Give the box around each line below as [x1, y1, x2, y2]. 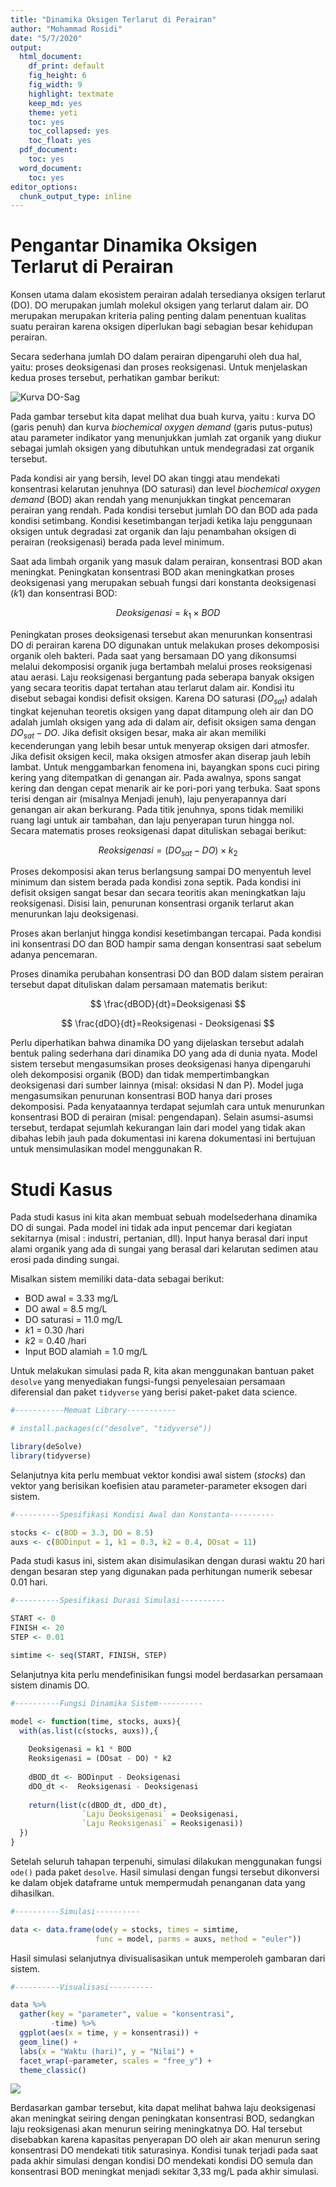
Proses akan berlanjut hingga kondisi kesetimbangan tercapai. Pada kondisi [10, 927, 322, 940]
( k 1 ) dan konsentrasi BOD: [10, 587, 118, 600]
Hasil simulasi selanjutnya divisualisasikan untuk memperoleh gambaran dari [10, 1952, 326, 1964]
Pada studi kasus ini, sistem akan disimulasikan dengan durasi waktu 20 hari [10, 1555, 325, 1567]
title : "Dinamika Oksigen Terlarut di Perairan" [10, 14, 217, 25]
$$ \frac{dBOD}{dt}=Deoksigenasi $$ [89, 998, 247, 1010]
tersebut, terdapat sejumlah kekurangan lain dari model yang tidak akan [10, 1122, 306, 1134]
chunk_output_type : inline [19, 191, 132, 201]
